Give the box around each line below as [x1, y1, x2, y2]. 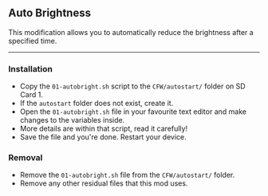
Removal [8, 152, 43, 163]
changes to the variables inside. [19, 116, 125, 125]
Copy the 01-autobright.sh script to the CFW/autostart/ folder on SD [19, 81, 246, 91]
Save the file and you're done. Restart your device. [19, 132, 187, 142]
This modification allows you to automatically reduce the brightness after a [8, 27, 254, 37]
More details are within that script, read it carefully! [19, 123, 188, 134]
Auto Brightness [8, 6, 92, 20]
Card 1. [19, 90, 44, 100]
